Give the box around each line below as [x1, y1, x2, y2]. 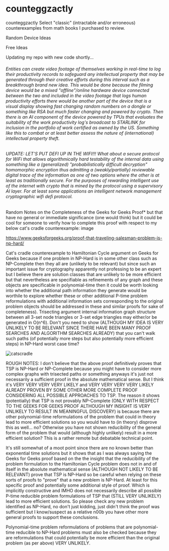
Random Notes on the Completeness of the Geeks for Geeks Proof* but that [6, 209, 163, 215]
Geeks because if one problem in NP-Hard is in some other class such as [6, 255, 157, 261]
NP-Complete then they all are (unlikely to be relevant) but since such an [6, 260, 156, 266]
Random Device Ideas [6, 35, 51, 41]
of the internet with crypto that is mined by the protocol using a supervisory [6, 183, 163, 189]
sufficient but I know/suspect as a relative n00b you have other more [6, 509, 149, 515]
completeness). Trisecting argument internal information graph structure [6, 309, 156, 315]
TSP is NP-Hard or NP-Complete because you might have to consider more [6, 365, 161, 372]
